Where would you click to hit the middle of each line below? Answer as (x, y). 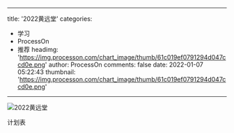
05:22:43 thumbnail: (46, 72)
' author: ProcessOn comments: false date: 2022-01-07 (124, 64)
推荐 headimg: (38, 50)
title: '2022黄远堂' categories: (50, 19)
